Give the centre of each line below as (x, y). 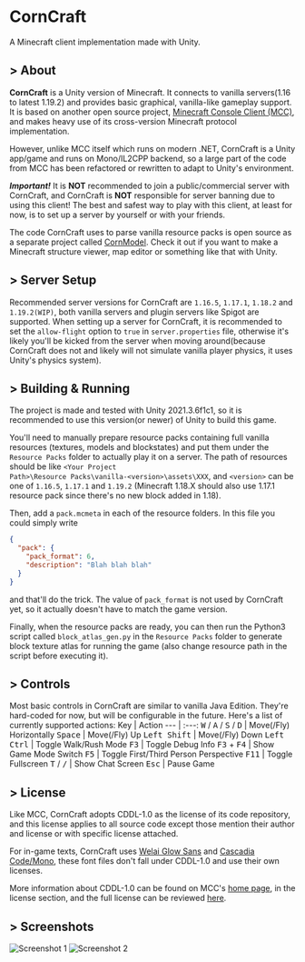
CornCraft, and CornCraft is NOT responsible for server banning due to (142, 195)
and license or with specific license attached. (94, 834)
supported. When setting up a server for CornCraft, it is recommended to (146, 321)
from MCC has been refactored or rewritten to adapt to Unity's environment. (152, 168)
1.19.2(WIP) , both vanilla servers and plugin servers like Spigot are (135, 312)
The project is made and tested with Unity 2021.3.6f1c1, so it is (126, 410)
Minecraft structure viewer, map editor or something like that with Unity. (144, 251)
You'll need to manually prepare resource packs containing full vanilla (139, 437)
